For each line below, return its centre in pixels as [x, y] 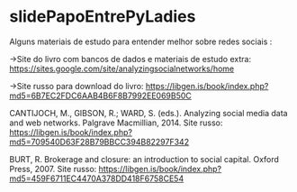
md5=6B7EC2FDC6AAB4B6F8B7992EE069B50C [100, 96]
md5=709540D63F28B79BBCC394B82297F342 [99, 142]
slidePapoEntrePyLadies [103, 17]
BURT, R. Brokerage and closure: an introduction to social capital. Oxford [144, 159]
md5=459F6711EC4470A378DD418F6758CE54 [97, 178]
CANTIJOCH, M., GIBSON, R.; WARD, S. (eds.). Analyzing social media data [148, 113]
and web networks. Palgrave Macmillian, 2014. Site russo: [116, 123]
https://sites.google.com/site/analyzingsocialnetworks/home [122, 69]
